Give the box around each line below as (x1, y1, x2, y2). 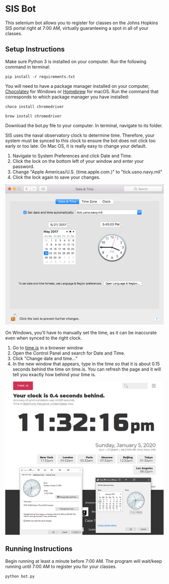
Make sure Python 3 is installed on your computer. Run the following (5, 59, 147, 65)
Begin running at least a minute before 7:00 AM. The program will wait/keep (5, 558, 162, 564)
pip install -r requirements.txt (5, 74, 75, 79)
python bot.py (5, 573, 35, 579)
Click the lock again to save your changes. (12, 174, 101, 180)
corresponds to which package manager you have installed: (5, 94, 129, 100)
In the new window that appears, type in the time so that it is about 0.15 (12, 361, 160, 367)
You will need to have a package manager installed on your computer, (5, 83, 150, 89)
